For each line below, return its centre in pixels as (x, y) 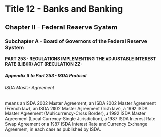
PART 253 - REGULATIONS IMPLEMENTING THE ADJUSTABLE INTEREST (80, 59)
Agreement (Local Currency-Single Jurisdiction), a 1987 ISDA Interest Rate (80, 118)
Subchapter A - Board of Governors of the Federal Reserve (76, 41)
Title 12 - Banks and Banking (64, 9)
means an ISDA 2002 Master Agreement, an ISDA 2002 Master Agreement (80, 103)
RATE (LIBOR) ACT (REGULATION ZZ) (44, 64)
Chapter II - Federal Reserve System (61, 27)
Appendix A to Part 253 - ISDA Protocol (46, 75)
